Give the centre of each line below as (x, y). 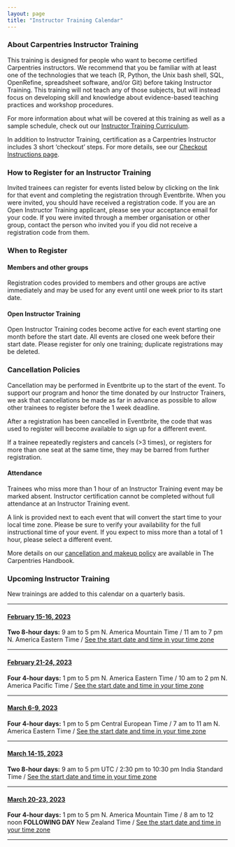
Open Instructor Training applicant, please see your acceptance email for (113, 210)
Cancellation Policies (44, 370)
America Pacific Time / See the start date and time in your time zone (106, 685)
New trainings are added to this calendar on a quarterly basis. (96, 594)
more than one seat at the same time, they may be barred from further (108, 449)
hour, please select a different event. (60, 539)
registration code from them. (49, 233)
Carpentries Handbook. (41, 560)
